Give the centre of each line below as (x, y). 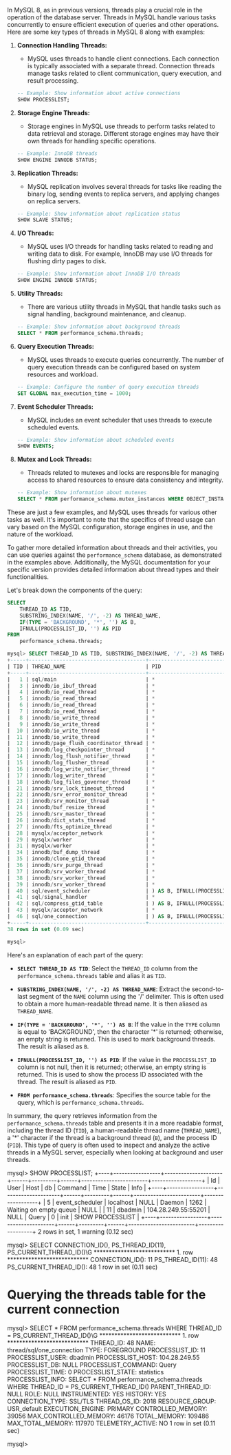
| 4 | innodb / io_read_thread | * (81, 692)
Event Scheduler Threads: (55, 407)
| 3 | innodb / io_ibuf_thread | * (81, 686)
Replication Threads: (47, 173)
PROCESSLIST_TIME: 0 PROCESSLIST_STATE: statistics (86, 1372)
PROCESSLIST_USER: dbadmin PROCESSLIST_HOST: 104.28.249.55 (103, 1358)
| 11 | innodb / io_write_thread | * (81, 737)
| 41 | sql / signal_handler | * (81, 897)
